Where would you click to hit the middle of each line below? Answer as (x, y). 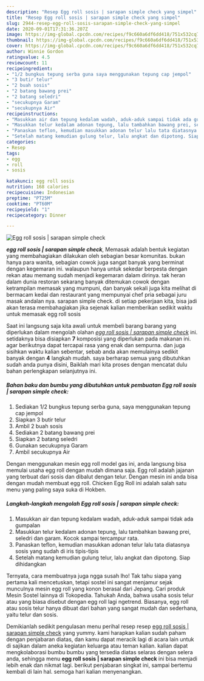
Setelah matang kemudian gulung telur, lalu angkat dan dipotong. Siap (103, 558)
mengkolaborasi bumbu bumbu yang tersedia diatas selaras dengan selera (100, 652)
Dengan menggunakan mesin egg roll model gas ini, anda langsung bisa (96, 464)
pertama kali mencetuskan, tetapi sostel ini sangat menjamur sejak (90, 582)
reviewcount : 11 (27, 63)
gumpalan (28, 525)
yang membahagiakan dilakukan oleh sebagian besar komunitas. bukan (96, 256)
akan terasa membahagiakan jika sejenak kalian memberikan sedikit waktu (99, 308)
